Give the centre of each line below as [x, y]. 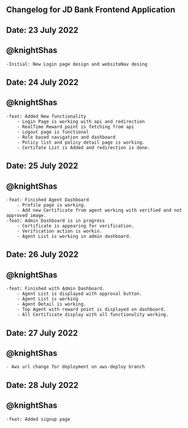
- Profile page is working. [51, 205]
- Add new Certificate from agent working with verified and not [100, 210]
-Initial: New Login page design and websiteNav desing [77, 64]
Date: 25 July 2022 [42, 166]
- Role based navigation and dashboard [66, 137]
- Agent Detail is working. [51, 304]
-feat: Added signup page [38, 419]
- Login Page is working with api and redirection [81, 122]
